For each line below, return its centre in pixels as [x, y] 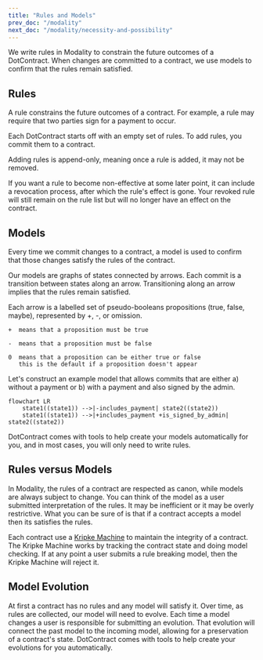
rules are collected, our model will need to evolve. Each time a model [119, 614]
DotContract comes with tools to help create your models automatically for [128, 437]
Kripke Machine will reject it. [54, 562]
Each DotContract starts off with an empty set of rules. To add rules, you [125, 136]
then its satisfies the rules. [50, 522]
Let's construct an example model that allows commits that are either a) [124, 379]
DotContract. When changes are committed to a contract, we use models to [130, 60]
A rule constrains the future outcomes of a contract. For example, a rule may [131, 113]
